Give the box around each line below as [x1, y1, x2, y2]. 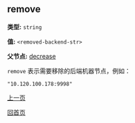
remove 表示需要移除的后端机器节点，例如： [7, 66, 131, 75]
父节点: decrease [7, 52, 57, 60]
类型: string [7, 22, 42, 31]
